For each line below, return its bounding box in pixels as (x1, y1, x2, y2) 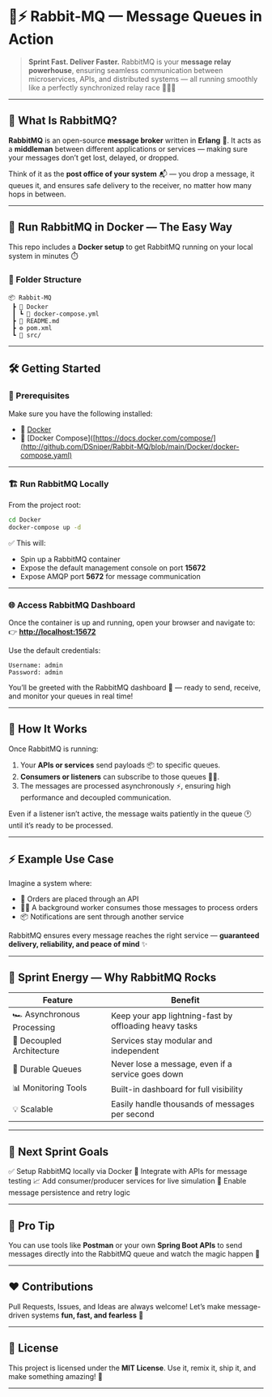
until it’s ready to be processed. (8, 820, 113, 830)
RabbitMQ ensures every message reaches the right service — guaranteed (8, 931, 260, 940)
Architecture (12, 1045, 60, 1056)
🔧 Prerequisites (8, 390, 70, 402)
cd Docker (8, 515, 42, 524)
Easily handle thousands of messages (110, 1098, 255, 1110)
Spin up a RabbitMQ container (19, 554, 121, 564)
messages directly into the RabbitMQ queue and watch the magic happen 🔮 (8, 1249, 261, 1258)
